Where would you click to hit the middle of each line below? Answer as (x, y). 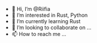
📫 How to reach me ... (39, 34)
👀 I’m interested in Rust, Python (50, 15)
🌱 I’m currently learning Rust (46, 21)
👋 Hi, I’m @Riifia (31, 9)
